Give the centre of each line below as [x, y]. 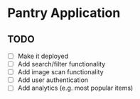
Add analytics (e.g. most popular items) [75, 88]
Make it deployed [43, 56]
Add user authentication [53, 80]
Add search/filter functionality [61, 64]
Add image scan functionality [61, 72]
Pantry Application [64, 13]
